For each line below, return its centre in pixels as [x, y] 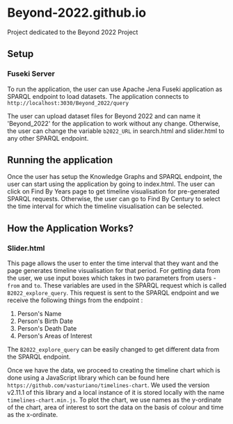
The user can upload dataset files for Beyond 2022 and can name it [104, 116]
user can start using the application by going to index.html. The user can [111, 184]
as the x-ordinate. [33, 415]
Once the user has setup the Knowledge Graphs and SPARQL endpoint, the [115, 177]
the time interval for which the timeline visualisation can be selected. [105, 206]
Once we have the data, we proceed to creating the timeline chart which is [114, 370]
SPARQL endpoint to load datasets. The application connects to [98, 96]
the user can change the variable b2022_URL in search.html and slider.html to [116, 131]
